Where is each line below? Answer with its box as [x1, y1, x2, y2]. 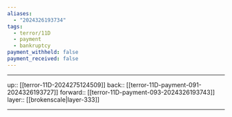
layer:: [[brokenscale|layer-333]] [7, 95, 100, 104]
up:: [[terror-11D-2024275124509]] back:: [7, 80, 125, 89]
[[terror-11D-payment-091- [126, 80, 202, 89]
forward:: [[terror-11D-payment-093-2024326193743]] [59, 88, 215, 96]
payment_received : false [7, 55, 79, 62]
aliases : [7, 10, 32, 17]
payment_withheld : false [7, 49, 79, 56]
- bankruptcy [13, 42, 51, 49]
